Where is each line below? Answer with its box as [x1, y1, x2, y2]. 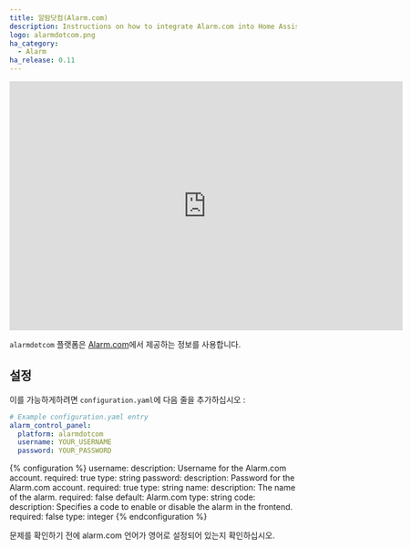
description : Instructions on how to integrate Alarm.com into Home [9, 22, 275, 31]
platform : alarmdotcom [17, 430, 104, 439]
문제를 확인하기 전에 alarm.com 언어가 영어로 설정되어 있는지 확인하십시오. [9, 530, 275, 541]
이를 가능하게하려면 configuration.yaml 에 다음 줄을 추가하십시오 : [9, 394, 246, 405]
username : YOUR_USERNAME [17, 438, 112, 447]
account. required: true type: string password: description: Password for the [9, 472, 295, 483]
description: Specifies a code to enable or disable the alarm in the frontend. [9, 502, 293, 513]
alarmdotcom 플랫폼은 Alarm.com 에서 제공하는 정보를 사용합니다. [9, 339, 241, 349]
